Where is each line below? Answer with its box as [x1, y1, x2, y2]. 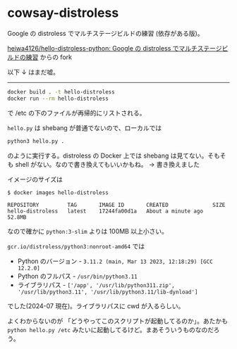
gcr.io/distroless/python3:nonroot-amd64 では [7, 241, 145, 250]
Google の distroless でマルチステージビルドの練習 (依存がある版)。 [7, 29, 204, 37]
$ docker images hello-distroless [7, 189, 109, 196]
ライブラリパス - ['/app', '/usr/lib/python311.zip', [17, 280, 175, 289]
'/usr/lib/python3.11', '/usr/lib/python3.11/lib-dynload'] [17, 288, 198, 296]
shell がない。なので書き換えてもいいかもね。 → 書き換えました [15, 160, 200, 168]
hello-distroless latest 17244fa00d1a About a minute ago [7, 208, 203, 215]
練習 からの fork [25, 53, 73, 61]
